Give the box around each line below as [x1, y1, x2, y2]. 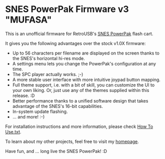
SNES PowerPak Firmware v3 [5, 3, 129, 15]
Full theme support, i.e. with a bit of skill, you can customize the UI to [12, 81, 155, 88]
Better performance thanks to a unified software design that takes [12, 97, 148, 103]
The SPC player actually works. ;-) [12, 71, 83, 77]
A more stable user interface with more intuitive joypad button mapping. [12, 76, 161, 82]
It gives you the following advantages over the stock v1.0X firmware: [5, 40, 146, 46]
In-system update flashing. [12, 108, 68, 114]
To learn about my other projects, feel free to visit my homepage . [5, 138, 139, 144]
